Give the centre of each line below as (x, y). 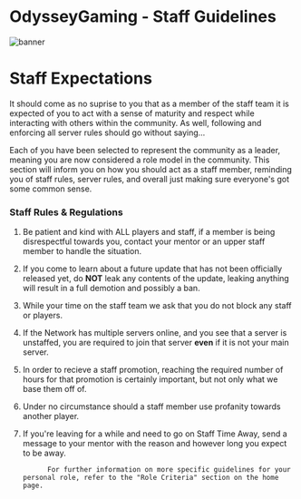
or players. (43, 316)
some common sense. (51, 189)
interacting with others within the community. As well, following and (136, 122)
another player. (51, 416)
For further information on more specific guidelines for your (169, 470)
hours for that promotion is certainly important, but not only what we (150, 379)
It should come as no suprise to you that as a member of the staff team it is (150, 103)
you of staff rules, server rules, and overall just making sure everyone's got (150, 179)
